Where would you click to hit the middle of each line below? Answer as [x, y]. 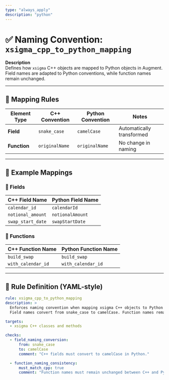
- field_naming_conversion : [39, 340]
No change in [134, 143]
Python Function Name [90, 249]
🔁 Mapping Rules [32, 99]
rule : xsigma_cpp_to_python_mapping [44, 298]
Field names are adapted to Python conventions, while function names [78, 73]
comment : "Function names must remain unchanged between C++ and [88, 372]
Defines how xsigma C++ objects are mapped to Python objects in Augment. [84, 68]
